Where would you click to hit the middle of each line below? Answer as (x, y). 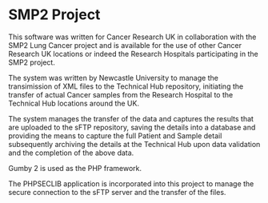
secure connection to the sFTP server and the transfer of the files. (117, 192)
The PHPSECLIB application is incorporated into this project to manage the (131, 183)
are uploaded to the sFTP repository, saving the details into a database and (132, 127)
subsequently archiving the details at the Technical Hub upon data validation (134, 144)
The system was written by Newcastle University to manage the (113, 78)
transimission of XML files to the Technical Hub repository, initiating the (126, 86)
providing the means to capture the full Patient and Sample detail (115, 135)
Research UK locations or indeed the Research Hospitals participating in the (133, 54)
